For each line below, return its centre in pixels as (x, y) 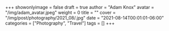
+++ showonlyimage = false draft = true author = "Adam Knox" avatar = (80, 7)
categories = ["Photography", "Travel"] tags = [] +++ (60, 23)
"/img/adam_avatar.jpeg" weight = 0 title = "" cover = (61, 12)
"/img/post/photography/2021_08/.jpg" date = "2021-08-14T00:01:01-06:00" (84, 18)
